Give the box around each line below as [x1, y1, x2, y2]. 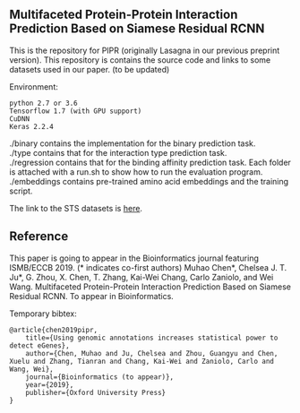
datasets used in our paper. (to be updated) [9, 64, 170, 74]
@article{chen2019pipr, [9, 325, 99, 334]
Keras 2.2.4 [9, 122, 54, 131]
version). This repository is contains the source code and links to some [9, 54, 271, 65]
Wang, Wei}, [9, 365, 54, 374]
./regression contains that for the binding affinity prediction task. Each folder [9, 157, 291, 168]
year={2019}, [25, 380, 74, 389]
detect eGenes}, [9, 340, 70, 350]
